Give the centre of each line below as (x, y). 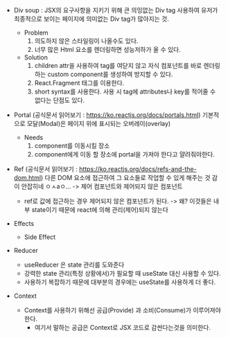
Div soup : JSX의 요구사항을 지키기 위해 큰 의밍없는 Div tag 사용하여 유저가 (116, 10)
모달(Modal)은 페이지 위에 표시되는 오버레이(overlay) (99, 124)
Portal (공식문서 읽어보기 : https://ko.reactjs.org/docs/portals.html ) (107, 115)
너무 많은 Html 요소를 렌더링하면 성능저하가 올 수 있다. (108, 50)
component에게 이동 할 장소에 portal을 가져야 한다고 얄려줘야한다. (124, 154)
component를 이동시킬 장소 (72, 145)
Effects (24, 223)
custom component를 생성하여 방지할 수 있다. (110, 74)
